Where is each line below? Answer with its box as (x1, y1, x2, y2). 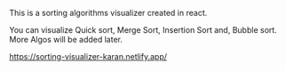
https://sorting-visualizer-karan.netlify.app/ (9, 51, 167, 61)
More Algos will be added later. (9, 35, 123, 44)
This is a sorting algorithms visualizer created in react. (9, 8, 208, 18)
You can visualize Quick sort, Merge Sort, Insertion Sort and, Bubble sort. (9, 25, 277, 35)
